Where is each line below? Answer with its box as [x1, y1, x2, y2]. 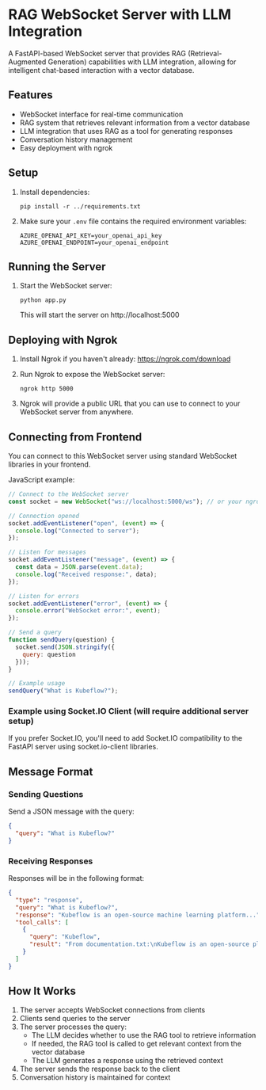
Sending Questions [8, 788, 84, 799]
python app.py [19, 296, 66, 304]
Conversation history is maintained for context [19, 1073, 171, 1082]
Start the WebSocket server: [19, 281, 112, 291]
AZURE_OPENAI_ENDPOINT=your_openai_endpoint [19, 238, 169, 246]
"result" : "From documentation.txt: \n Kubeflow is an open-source [28, 940, 249, 948]
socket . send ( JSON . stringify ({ [15, 643, 115, 651]
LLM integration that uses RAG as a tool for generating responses [19, 126, 234, 135]
